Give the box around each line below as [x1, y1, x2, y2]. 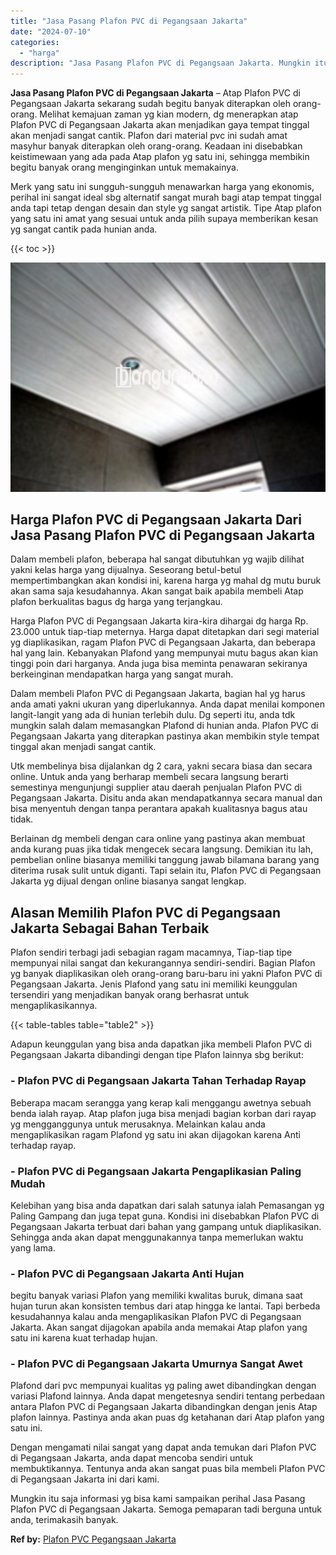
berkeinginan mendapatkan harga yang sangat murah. [10, 668, 234, 680]
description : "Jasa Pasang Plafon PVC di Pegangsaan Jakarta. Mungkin [10, 58, 311, 69]
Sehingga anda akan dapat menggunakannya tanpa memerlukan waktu [10, 1231, 304, 1243]
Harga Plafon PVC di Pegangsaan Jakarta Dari [10, 511, 302, 529]
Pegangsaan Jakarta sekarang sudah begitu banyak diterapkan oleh [10, 98, 292, 110]
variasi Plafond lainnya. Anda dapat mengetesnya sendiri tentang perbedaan [10, 1390, 325, 1402]
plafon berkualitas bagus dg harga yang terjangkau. [10, 596, 223, 608]
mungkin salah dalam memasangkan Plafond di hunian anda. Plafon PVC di [10, 720, 319, 732]
